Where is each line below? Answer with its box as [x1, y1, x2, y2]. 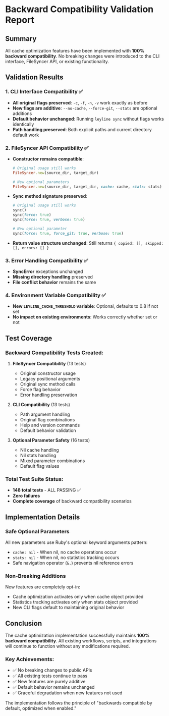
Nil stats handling [20, 453, 57, 459]
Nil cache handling [20, 447, 59, 453]
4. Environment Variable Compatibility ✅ [5, 292, 106, 299]
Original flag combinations [20, 417, 75, 423]
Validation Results [5, 73, 64, 82]
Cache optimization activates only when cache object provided [12, 594, 144, 600]
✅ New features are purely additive [12, 679, 86, 685]
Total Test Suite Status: [5, 475, 64, 482]
